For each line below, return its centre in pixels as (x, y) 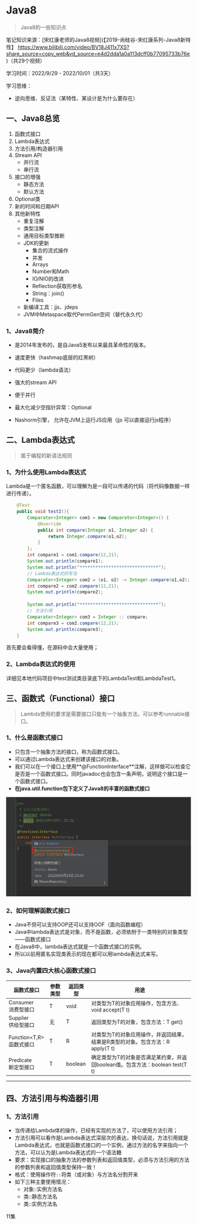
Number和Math (50, 271)
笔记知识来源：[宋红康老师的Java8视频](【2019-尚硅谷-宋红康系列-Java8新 (96, 39)
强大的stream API (35, 382)
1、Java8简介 (26, 331)
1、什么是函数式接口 (35, 737)
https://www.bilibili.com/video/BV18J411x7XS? (73, 47)
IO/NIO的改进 (48, 278)
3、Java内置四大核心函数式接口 (51, 970)
